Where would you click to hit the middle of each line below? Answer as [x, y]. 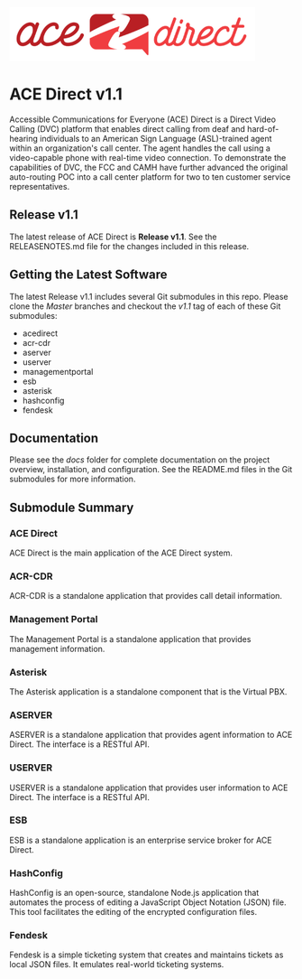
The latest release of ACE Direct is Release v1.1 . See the [114, 237]
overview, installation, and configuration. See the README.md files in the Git [151, 470]
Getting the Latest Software [89, 275]
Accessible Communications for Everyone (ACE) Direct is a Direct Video [143, 119]
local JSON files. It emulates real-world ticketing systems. [117, 965]
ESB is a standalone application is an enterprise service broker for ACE [141, 840]
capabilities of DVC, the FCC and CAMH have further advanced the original [149, 167]
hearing [24, 138]
